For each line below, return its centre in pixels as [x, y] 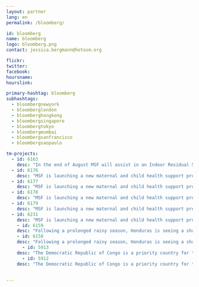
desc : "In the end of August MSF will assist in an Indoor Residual [103, 165]
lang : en [17, 17]
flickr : [16, 60]
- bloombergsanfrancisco [42, 138]
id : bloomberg [24, 33]
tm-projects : [22, 154]
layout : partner [26, 12]
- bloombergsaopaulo [37, 143]
